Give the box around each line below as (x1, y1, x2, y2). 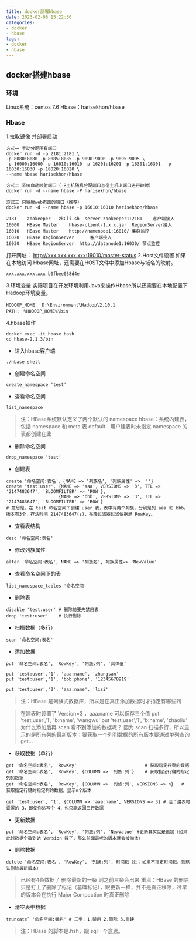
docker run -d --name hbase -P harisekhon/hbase (6, 187, 127, 194)
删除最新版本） (10, 865, 42, 871)
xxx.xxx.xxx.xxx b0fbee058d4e (6, 271, 80, 277)
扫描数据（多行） (14, 624, 56, 631)
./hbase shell (6, 359, 41, 365)
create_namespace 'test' (6, 381, 67, 388)
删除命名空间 (14, 442, 46, 449)
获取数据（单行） (14, 750, 56, 757)
